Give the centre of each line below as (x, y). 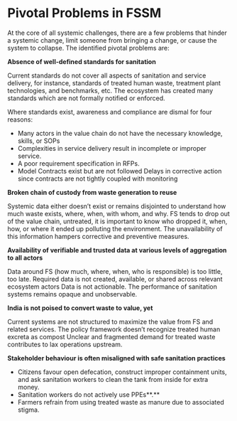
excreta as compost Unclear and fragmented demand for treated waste (111, 336)
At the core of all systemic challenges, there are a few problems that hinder (117, 33)
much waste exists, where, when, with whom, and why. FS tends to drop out (119, 213)
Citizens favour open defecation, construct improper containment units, (122, 372)
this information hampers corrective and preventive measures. (98, 236)
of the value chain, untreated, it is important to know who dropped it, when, (117, 221)
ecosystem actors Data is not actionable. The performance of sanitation (112, 287)
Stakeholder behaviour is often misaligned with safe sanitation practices (116, 358)
